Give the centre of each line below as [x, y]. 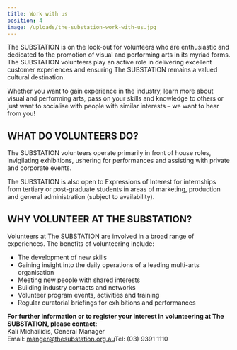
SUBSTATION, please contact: [52, 324]
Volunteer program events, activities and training [88, 295]
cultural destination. [36, 77]
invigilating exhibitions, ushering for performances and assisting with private [118, 161]
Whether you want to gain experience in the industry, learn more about [110, 91]
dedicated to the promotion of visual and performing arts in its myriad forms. [119, 55]
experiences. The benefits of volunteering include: [81, 244]
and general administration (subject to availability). [81, 197]
